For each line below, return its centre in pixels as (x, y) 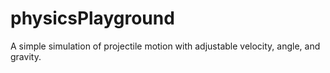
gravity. (26, 56)
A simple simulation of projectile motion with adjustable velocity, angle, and (165, 46)
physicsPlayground (92, 18)
